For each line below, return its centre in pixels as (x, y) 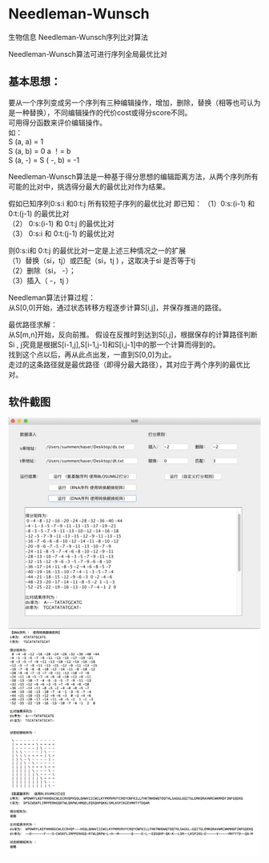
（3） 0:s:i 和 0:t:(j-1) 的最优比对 (61, 234)
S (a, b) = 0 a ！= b (40, 151)
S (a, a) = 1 (26, 142)
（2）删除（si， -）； (42, 270)
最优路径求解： (33, 324)
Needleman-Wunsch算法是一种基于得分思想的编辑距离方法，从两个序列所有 (133, 176)
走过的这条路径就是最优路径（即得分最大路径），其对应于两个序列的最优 (126, 364)
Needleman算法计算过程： (52, 298)
